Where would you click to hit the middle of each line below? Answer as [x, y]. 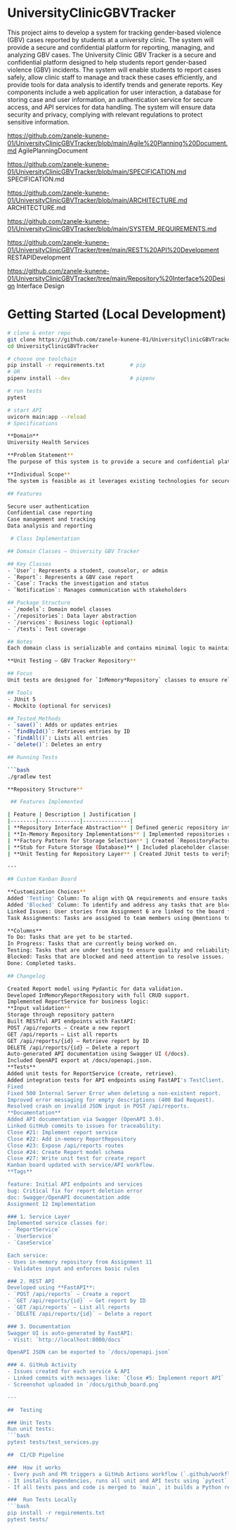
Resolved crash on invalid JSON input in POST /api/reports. [99, 1106]
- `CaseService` [31, 1243]
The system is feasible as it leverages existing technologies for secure [119, 481]
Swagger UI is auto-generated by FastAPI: [70, 1333]
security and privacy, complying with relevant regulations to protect [105, 115]
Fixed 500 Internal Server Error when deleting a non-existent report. [114, 1093]
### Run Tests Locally [42, 1500]
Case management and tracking [52, 519]
